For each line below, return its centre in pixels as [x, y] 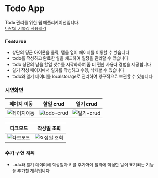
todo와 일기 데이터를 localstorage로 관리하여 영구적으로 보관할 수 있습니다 [82, 76]
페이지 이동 [21, 104]
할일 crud [54, 104]
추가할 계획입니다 [33, 171]
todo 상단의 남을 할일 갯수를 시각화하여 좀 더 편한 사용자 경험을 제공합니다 [81, 64]
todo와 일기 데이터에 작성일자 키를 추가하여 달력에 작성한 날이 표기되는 [78, 164]
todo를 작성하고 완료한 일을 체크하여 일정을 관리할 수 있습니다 [70, 58]
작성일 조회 [49, 128]
